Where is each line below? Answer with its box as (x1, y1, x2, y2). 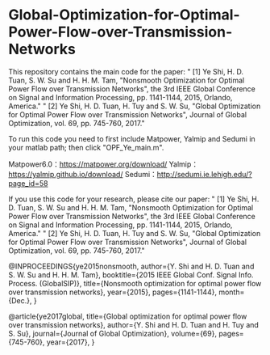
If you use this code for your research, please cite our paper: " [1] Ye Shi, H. (8, 194, 260, 204)
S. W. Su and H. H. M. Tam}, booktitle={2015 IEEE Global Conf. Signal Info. (8, 269, 254, 280)
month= (218, 287, 245, 297)
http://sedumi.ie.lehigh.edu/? (156, 169, 252, 179)
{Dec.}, (8, 295, 32, 305)
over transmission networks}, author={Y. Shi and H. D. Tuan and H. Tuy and (8, 319, 260, 329)
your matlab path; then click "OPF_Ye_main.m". (8, 142, 164, 152)
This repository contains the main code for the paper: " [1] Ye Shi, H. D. (8, 66, 244, 76)
